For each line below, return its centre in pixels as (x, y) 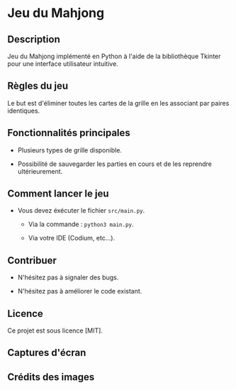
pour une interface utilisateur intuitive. (63, 64)
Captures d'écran (47, 353)
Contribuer (32, 260)
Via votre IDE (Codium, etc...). (72, 238)
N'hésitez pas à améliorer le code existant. (80, 291)
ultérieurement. (40, 171)
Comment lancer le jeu (58, 194)
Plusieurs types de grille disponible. (70, 150)
